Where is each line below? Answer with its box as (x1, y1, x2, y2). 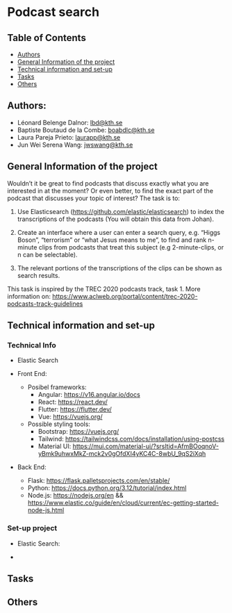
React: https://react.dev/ (38, 398, 108, 407)
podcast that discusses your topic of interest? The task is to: (7, 194, 181, 202)
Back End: (17, 463, 47, 471)
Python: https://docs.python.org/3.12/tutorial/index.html (27, 484, 187, 492)
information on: (7, 292, 51, 300)
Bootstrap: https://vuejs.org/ (38, 427, 119, 436)
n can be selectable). (17, 250, 78, 259)
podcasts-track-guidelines (7, 300, 83, 308)
